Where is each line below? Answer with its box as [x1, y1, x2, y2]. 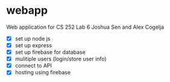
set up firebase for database [14, 48, 86, 56]
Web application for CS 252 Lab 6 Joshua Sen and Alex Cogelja [6, 23, 165, 31]
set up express [14, 42, 52, 48]
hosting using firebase [14, 69, 71, 76]
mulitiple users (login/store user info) [14, 55, 107, 63]
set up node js [14, 35, 51, 42]
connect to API [14, 62, 52, 69]
